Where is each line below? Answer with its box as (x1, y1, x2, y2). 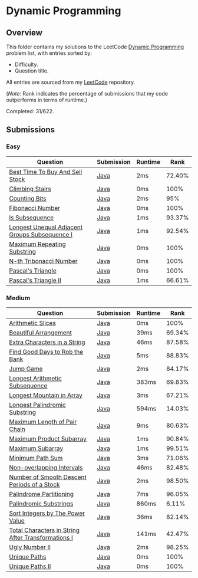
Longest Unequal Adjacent (9, 223, 83, 231)
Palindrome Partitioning (9, 490, 74, 498)
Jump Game (9, 364, 43, 373)
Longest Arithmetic (9, 374, 62, 382)
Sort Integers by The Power (9, 509, 85, 517)
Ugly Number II (9, 543, 51, 551)
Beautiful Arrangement (9, 329, 72, 337)
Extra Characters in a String (9, 338, 85, 346)
